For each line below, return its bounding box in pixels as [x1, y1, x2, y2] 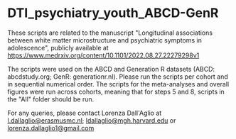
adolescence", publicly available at [7, 43, 109, 52]
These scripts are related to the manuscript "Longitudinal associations [7, 28, 213, 37]
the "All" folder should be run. [7, 94, 95, 104]
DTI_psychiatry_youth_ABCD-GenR [7, 5, 219, 21]
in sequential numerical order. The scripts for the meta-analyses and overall [7, 79, 230, 88]
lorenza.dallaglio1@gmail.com [7, 123, 95, 132]
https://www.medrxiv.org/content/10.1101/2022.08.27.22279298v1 [7, 51, 200, 60]
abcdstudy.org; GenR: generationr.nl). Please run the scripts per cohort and [7, 72, 229, 81]
